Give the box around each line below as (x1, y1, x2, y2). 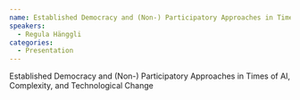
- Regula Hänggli (17, 29, 82, 38)
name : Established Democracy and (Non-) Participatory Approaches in (9, 12, 274, 22)
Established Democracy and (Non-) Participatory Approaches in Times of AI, (9, 71, 291, 81)
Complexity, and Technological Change (9, 80, 154, 91)
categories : (9, 37, 54, 47)
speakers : (9, 21, 46, 30)
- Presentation (17, 46, 74, 55)
